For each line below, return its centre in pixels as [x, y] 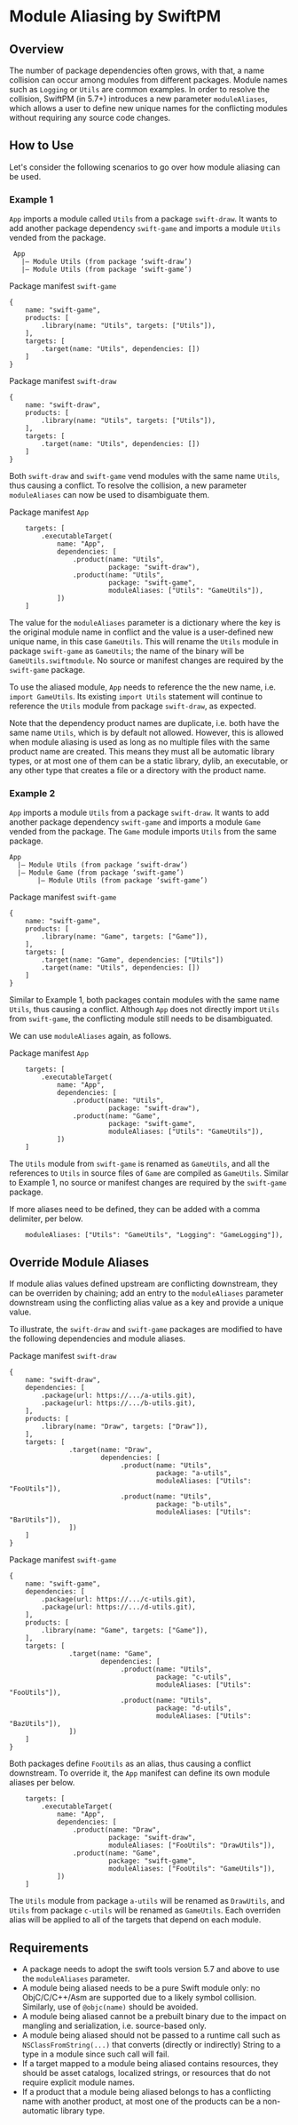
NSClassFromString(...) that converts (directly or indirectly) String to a [151, 2045]
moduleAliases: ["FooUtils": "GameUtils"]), [192, 1869]
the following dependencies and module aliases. [98, 1338]
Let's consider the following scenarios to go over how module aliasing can [145, 167]
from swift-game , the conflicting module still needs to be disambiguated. [141, 1019]
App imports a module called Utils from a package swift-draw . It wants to [143, 219]
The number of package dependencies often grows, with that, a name [137, 70]
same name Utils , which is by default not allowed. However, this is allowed [146, 733]
